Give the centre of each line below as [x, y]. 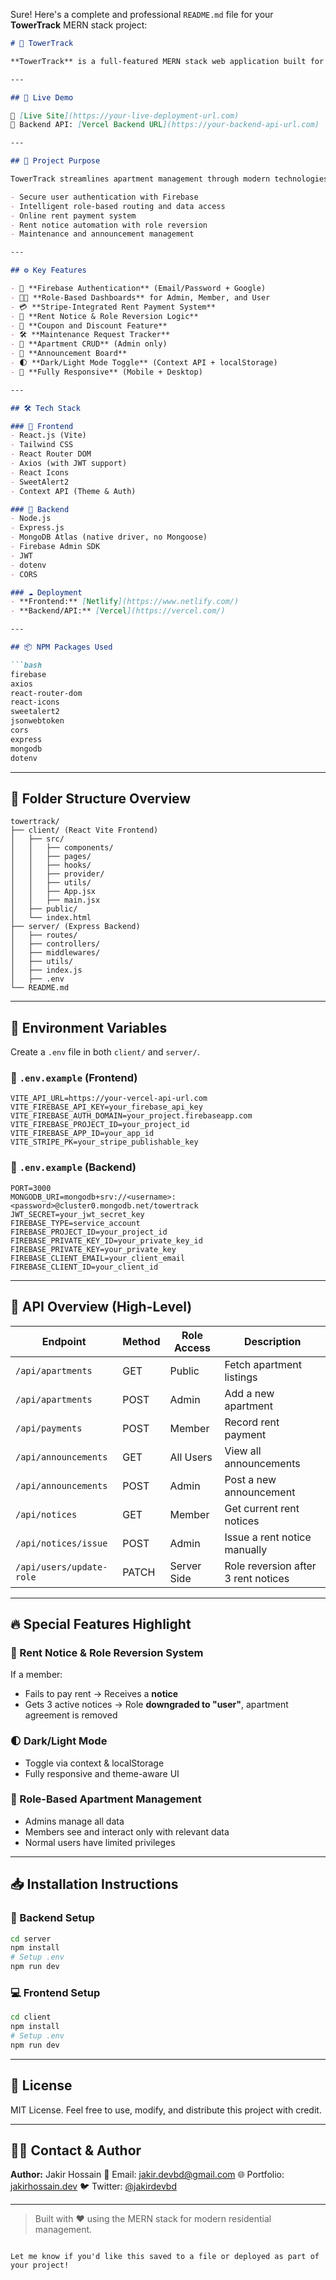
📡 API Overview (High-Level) [101, 1307]
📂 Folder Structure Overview [101, 798]
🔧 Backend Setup [52, 1918]
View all [243, 1451]
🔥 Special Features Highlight [101, 1624]
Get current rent [262, 1508]
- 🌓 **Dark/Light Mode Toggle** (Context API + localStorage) [144, 363]
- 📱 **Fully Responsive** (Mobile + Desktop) [106, 372]
